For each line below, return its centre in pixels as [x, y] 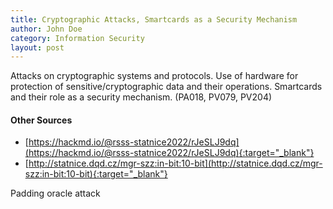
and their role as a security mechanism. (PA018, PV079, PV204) [141, 97]
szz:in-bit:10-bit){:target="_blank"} [96, 174]
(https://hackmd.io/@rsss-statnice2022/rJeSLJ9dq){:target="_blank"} [169, 153]
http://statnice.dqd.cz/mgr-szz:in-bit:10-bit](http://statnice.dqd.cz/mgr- [175, 163]
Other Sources [41, 120]
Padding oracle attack [55, 193]
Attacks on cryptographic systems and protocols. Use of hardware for [154, 76]
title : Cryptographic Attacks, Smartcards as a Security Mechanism [154, 19]
